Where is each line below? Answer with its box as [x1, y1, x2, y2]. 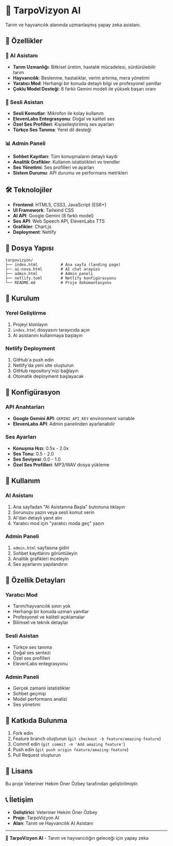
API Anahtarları [5, 404, 45, 411]
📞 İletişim [5, 796, 33, 804]
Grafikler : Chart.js [12, 223, 51, 230]
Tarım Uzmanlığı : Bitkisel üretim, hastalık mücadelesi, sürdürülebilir [12, 64, 156, 70]
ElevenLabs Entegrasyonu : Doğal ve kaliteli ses [12, 115, 115, 122]
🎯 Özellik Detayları [5, 576, 65, 585]
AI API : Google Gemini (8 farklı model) [12, 213, 94, 219]
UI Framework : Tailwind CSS [12, 207, 74, 213]
